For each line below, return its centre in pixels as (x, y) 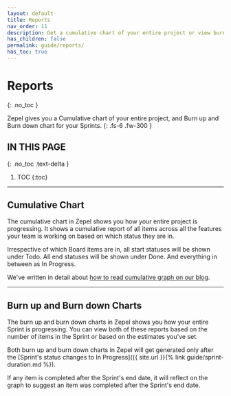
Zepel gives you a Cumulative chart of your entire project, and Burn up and (113, 118)
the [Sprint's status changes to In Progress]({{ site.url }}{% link (96, 357)
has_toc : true (27, 52)
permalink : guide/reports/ (46, 45)
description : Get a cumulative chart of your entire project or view (109, 33)
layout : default (30, 13)
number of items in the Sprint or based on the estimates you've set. (102, 337)
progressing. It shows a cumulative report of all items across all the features (114, 229)
